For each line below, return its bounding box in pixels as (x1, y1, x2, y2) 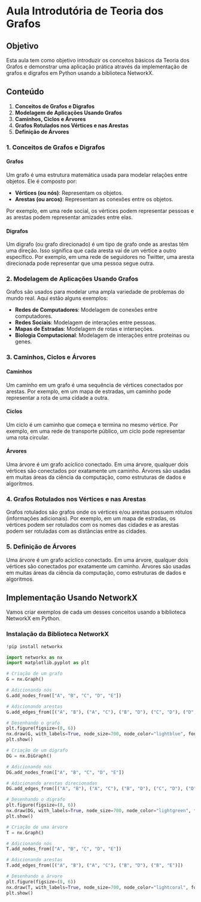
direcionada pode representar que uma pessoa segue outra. (6, 260, 154, 267)
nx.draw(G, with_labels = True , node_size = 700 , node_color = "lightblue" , (6, 731, 186, 737)
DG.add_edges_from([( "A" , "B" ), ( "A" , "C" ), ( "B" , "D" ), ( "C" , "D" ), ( (6, 786, 188, 792)
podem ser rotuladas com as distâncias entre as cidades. (6, 527, 147, 535)
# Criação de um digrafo (6, 747, 68, 753)
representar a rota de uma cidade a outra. (6, 394, 109, 401)
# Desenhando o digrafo (6, 797, 66, 803)
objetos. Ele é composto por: (6, 177, 77, 185)
